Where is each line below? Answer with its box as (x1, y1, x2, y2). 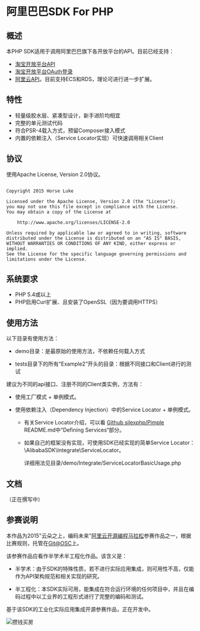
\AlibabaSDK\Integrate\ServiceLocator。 (23, 447, 124, 454)
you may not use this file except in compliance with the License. (6, 204, 179, 210)
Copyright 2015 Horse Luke (6, 188, 74, 194)
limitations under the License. (6, 256, 87, 262)
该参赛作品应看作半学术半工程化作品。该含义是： (6, 552, 127, 560)
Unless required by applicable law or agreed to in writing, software (6, 230, 187, 236)
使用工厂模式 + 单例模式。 (14, 393, 80, 400)
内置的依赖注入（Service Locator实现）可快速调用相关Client (14, 134, 164, 141)
